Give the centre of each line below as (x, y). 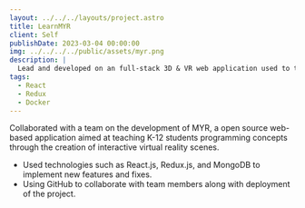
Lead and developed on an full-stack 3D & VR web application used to (154, 69)
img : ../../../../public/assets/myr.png (87, 52)
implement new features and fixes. (87, 174)
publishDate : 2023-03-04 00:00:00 (75, 43)
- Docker (34, 102)
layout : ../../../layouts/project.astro (87, 18)
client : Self (34, 35)
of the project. (49, 194)
